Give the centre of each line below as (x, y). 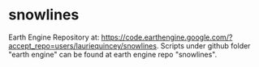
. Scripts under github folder (203, 45)
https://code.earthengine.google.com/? (167, 37)
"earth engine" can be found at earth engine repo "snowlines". (113, 54)
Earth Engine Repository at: (54, 37)
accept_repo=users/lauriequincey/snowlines (82, 45)
